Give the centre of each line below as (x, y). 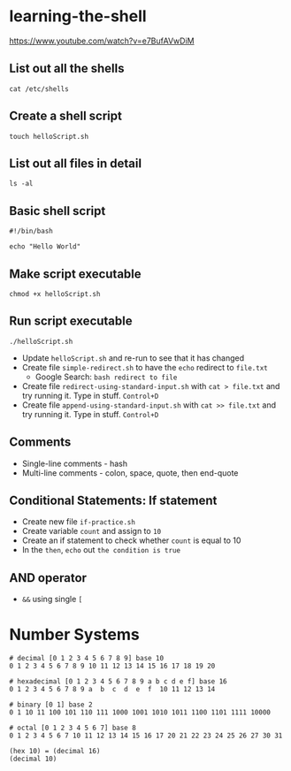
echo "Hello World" (45, 247)
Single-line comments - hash (75, 463)
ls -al (21, 184)
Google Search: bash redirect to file (106, 377)
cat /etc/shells (39, 89)
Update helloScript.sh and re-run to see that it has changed (133, 358)
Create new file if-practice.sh (78, 522)
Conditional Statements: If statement (113, 501)
